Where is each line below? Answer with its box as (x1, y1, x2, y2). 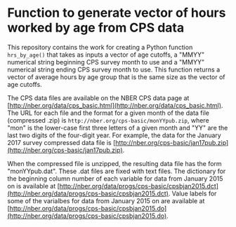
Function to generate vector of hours (7, 5, 226, 21)
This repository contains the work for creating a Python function (7, 43, 193, 51)
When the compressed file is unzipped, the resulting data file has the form (7, 159, 223, 167)
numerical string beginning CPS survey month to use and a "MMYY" (7, 57, 205, 66)
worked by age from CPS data (7, 20, 185, 36)
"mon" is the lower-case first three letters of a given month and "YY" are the (7, 123, 228, 132)
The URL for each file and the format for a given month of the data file (7, 109, 209, 117)
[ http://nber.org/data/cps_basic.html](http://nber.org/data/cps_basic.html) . (7, 101, 223, 109)
